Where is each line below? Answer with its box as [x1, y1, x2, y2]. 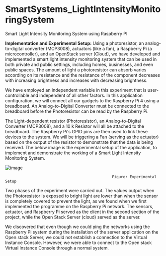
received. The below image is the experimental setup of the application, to [5, 144, 158, 150]
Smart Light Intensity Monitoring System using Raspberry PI [5, 30, 128, 36]
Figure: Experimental [111, 174, 157, 179]
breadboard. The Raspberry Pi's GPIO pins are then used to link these [5, 128, 148, 134]
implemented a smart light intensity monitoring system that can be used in [5, 56, 157, 62]
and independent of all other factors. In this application [30, 92, 143, 98]
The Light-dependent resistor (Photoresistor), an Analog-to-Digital [5, 118, 141, 124]
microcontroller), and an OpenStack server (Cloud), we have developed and [5, 51, 161, 57]
